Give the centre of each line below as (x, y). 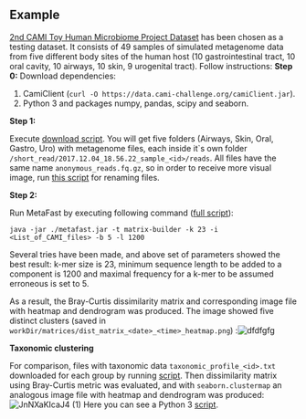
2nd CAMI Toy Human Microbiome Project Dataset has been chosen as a (147, 37)
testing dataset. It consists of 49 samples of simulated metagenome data (147, 47)
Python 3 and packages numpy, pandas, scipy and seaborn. (136, 103)
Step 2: (24, 194)
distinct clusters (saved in (58, 320)
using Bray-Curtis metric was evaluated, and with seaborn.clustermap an (146, 385)
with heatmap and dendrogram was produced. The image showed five (142, 310)
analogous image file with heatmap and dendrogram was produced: (137, 394)
